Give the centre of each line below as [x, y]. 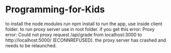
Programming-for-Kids [55, 10]
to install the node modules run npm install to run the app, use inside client [84, 24]
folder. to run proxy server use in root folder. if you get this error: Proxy [80, 29]
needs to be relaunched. [31, 45]
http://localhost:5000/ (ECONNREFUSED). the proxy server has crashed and [86, 40]
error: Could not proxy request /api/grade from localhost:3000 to [74, 34]
